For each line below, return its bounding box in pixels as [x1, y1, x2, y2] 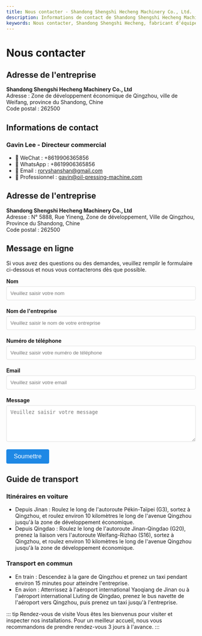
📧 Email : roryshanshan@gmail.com [14, 167, 103, 175]
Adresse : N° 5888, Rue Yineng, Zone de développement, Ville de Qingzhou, [6, 213, 195, 220]
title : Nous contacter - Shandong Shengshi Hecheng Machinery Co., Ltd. [6, 8, 192, 15]
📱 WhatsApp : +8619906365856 [14, 161, 95, 168]
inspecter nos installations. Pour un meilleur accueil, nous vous [6, 617, 162, 624]
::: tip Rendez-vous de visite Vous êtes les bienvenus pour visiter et [6, 610, 173, 617]
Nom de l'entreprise [6, 307, 57, 314]
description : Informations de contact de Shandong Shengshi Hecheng [6, 14, 182, 20]
